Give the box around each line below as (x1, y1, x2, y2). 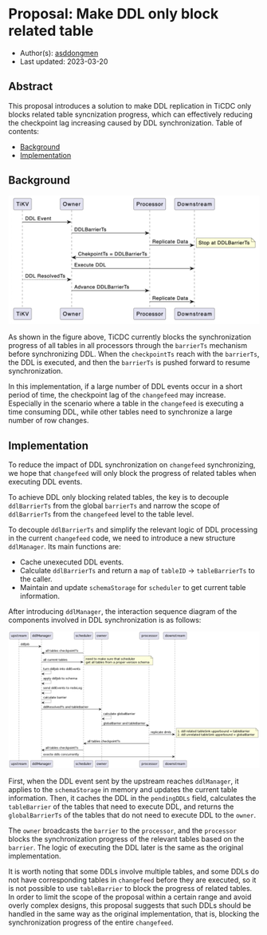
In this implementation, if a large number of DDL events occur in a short (8, 382, 243, 391)
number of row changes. (8, 416, 89, 426)
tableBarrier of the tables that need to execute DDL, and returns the (8, 802, 234, 811)
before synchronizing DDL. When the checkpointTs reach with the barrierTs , (8, 349, 260, 359)
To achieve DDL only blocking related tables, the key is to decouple (8, 493, 230, 502)
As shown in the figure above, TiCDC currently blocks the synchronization (8, 332, 252, 342)
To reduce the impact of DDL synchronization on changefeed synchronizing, (8, 460, 256, 469)
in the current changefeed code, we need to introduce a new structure (8, 533, 236, 543)
